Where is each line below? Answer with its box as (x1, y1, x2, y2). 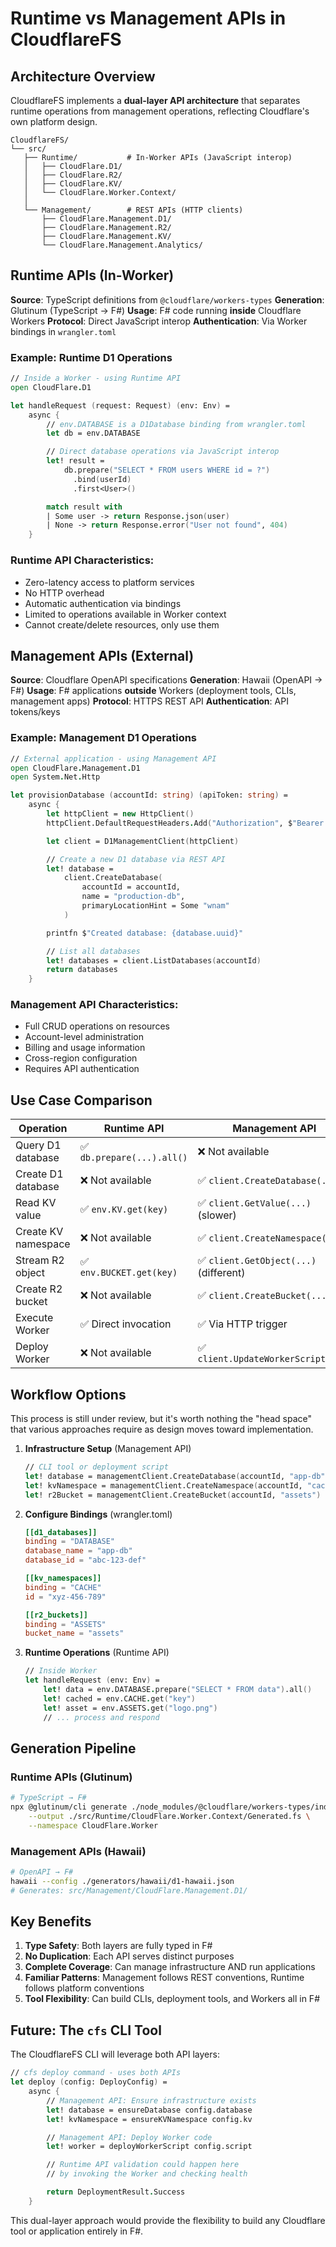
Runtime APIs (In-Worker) (10, 267, 175, 284)
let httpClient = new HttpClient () (46, 809, 195, 819)
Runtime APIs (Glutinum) (10, 1770, 133, 1784)
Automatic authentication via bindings (24, 597, 182, 609)
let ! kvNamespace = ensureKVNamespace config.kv (46, 2114, 253, 2124)
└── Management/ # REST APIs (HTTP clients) (23, 205, 244, 215)
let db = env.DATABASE (46, 428, 141, 439)
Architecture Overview (10, 68, 156, 85)
